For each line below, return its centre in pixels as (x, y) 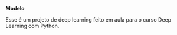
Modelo (15, 8)
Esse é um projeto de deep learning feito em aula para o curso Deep (88, 20)
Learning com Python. (32, 26)
